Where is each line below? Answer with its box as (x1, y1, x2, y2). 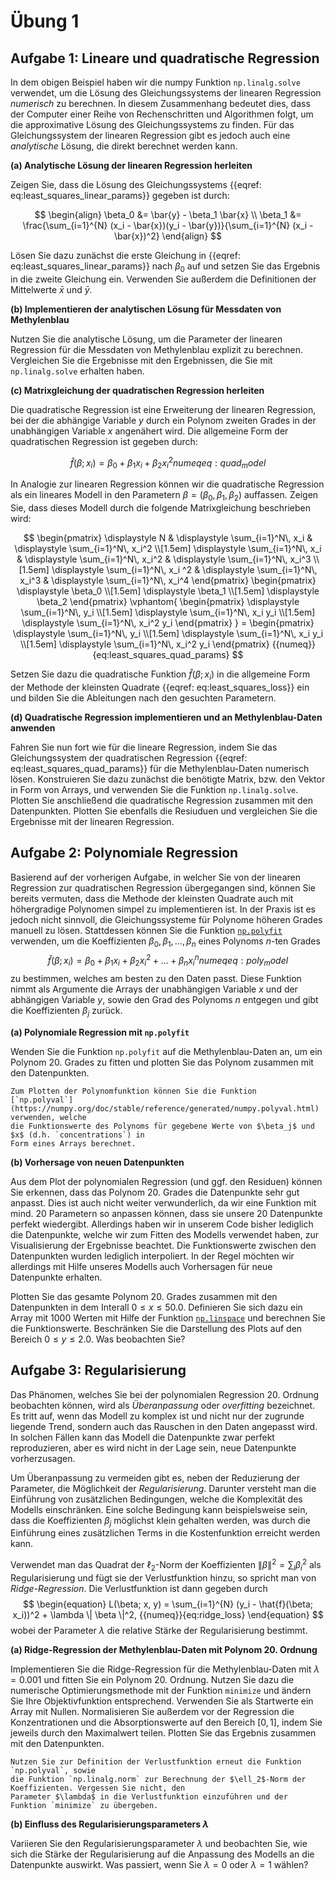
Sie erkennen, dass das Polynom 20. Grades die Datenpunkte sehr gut (10, 1186, 300, 1198)
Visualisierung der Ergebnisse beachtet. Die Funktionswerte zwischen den (10, 1239, 317, 1251)
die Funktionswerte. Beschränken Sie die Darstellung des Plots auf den (10, 1322, 303, 1334)
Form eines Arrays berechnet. (10, 1138, 137, 1149)
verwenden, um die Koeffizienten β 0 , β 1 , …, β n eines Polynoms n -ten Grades (10, 935, 321, 949)
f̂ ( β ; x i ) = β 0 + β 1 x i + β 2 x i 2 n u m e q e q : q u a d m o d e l (69, 455, 267, 471)
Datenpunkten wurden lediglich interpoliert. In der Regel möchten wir (10, 1250, 295, 1262)
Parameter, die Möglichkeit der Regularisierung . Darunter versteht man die (10, 1482, 317, 1494)
